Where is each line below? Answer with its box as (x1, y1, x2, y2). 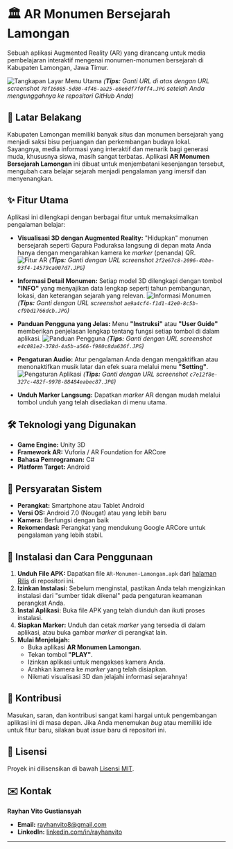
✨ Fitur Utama (7, 194, 69, 206)
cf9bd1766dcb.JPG (17, 307, 68, 314)
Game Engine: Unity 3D (17, 440, 85, 449)
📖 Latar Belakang (7, 112, 82, 123)
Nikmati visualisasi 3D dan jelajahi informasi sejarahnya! (27, 673, 187, 680)
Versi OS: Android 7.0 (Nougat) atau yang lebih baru (17, 508, 166, 517)
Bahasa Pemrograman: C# (17, 456, 95, 464)
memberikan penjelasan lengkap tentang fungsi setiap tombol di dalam (17, 327, 220, 335)
